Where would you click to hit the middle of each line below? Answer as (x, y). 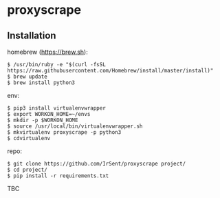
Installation (32, 36)
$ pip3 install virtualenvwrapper (57, 108)
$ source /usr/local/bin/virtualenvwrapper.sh (75, 126)
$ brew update (27, 77)
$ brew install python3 (41, 83)
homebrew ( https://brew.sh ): (47, 52)
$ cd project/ (27, 170)
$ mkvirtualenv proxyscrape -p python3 (64, 132)
